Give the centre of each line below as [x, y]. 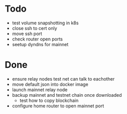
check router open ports [37, 39]
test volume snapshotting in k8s [45, 23]
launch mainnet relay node [40, 90]
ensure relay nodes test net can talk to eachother [63, 79]
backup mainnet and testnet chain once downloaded [67, 95]
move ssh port [27, 33]
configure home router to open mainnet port [58, 106]
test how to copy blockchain [49, 100]
